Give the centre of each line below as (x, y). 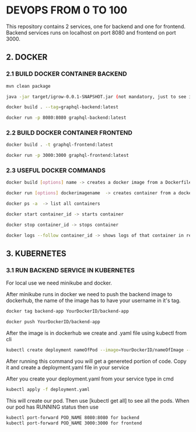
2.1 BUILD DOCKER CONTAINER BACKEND (66, 74)
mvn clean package (28, 86)
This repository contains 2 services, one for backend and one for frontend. (96, 26)
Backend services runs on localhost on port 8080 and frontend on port (91, 32)
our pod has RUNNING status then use (52, 407)
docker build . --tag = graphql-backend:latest (62, 107)
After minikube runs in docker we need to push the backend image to (89, 294)
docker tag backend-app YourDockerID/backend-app (68, 311)
